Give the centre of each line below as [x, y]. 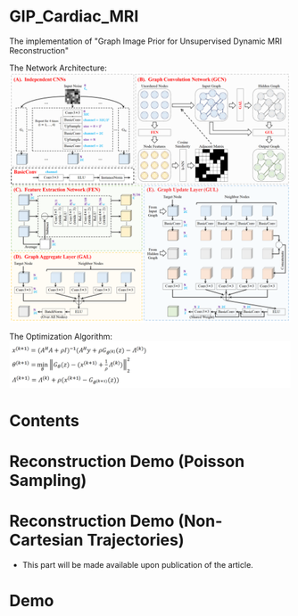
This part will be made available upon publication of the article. [138, 564]
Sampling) [48, 480]
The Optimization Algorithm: [61, 336]
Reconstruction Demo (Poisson [127, 461]
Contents [45, 420]
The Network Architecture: [58, 68]
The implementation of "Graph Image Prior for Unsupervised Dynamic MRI [146, 41]
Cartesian [46, 540]
